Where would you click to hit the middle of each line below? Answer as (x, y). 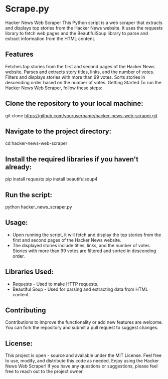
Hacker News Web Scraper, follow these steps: (54, 88)
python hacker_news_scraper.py (39, 207)
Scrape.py (27, 9)
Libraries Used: (30, 272)
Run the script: (29, 195)
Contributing (26, 311)
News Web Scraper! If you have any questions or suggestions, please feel (81, 366)
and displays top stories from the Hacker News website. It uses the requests (84, 28)
